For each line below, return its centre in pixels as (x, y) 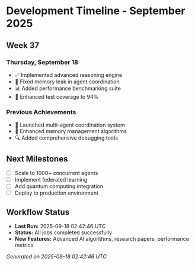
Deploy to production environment (57, 193)
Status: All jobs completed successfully (63, 232)
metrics (24, 245)
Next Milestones (37, 159)
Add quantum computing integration (59, 186)
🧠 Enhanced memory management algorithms (71, 131)
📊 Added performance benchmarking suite (68, 88)
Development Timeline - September (96, 11)
